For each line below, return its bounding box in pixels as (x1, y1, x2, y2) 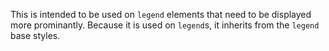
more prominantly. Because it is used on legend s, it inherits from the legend (10, 19, 320, 31)
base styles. (10, 30, 61, 41)
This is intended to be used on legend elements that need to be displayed (10, 9, 312, 20)
